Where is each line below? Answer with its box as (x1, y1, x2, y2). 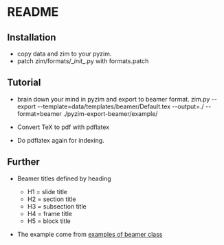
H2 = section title (27, 195, 76, 203)
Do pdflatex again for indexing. (16, 136, 104, 144)
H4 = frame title (27, 209, 72, 218)
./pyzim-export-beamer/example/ (63, 109, 158, 117)
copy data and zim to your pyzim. (16, 49, 112, 58)
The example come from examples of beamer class (16, 230, 163, 238)
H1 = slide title (27, 187, 67, 196)
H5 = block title (27, 217, 71, 225)
